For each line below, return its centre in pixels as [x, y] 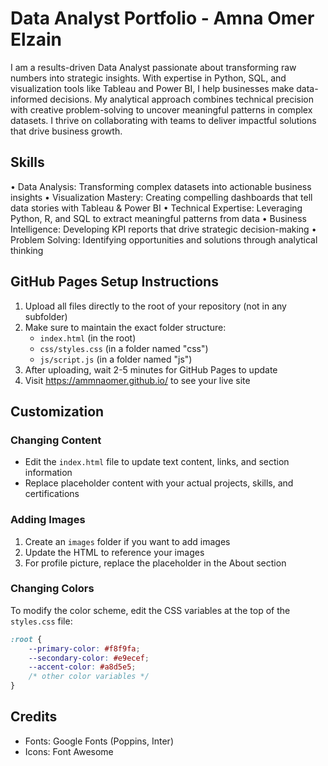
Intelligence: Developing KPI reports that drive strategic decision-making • [163, 229]
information [48, 473]
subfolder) [46, 316]
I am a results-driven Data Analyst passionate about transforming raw [153, 67]
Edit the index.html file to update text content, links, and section [157, 462]
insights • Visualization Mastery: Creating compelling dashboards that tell [161, 197]
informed [29, 99]
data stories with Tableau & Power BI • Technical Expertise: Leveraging [156, 208]
